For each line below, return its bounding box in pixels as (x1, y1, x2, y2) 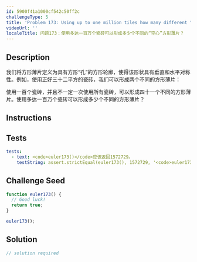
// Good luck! (11, 197, 46, 203)
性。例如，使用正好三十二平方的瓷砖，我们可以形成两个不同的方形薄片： (6, 76, 181, 83)
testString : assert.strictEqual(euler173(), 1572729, (16, 159, 151, 165)
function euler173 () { (6, 192, 62, 197)
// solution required (6, 250, 59, 256)
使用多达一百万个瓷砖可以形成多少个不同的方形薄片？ (16, 95, 145, 103)
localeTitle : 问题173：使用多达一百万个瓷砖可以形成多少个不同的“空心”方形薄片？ (6, 31, 185, 36)
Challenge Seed (6, 176, 66, 186)
